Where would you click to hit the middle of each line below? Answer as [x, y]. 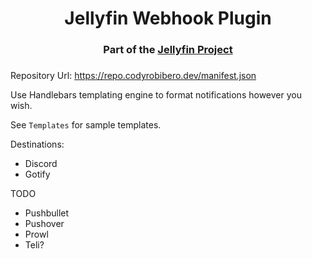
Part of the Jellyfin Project [168, 50]
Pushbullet [47, 213]
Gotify [37, 174]
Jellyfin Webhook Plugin [168, 18]
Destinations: [37, 144]
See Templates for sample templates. [86, 125]
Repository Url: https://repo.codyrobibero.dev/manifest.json [133, 76]
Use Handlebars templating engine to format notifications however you [156, 95]
